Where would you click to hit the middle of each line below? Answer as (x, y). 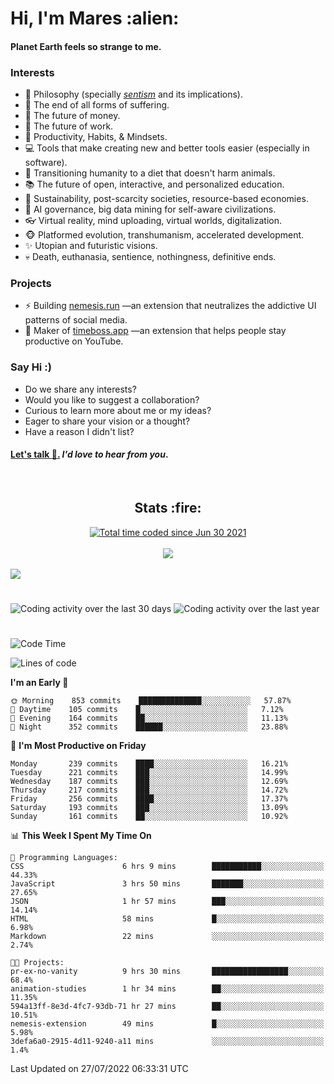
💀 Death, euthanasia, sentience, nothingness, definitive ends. (150, 257)
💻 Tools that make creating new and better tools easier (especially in (167, 148)
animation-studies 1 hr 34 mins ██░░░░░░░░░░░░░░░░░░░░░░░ (167, 989)
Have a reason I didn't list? (79, 431)
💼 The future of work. (69, 126)
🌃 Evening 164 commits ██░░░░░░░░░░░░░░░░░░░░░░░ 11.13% (149, 718)
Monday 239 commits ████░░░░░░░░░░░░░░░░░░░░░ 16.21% (149, 764)
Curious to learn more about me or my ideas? (118, 410)
